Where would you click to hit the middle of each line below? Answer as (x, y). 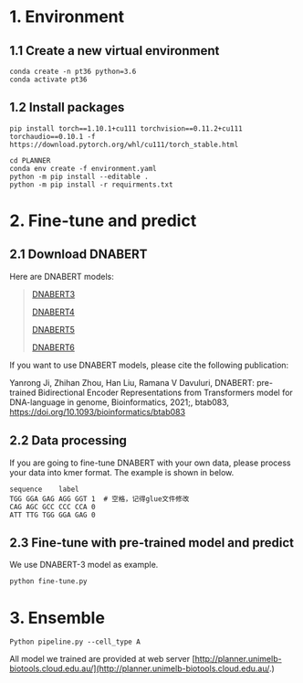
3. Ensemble (57, 618)
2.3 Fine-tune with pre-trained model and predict (152, 543)
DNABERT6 (53, 347)
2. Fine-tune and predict (103, 220)
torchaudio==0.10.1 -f (52, 136)
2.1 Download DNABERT (78, 255)
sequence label (44, 489)
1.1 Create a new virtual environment (115, 51)
